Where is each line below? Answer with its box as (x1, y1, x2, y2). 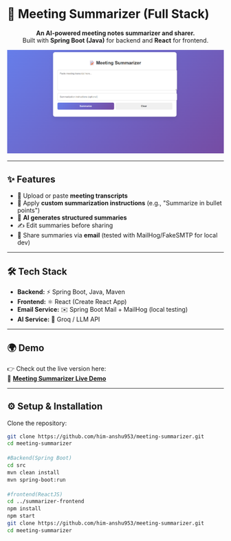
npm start (7, 513, 36, 520)
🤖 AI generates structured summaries (16, 214, 127, 222)
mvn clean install (7, 469, 60, 476)
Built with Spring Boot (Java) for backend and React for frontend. (22, 36, 209, 44)
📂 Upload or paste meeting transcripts (16, 192, 129, 200)
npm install (7, 505, 41, 512)
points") (16, 206, 40, 215)
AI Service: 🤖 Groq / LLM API (16, 315, 100, 323)
